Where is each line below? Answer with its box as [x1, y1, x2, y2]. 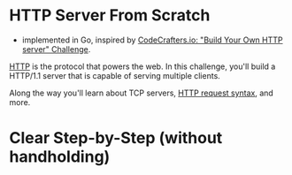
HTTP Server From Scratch [9, 5, 211, 26]
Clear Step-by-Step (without [9, 128, 223, 148]
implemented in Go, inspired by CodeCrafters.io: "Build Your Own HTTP [21, 34, 283, 45]
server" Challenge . [21, 43, 91, 54]
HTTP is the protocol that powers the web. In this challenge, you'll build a [9, 61, 276, 72]
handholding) [9, 147, 111, 167]
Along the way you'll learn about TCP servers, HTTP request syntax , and [9, 87, 274, 98]
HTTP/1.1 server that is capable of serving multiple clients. [9, 70, 221, 80]
